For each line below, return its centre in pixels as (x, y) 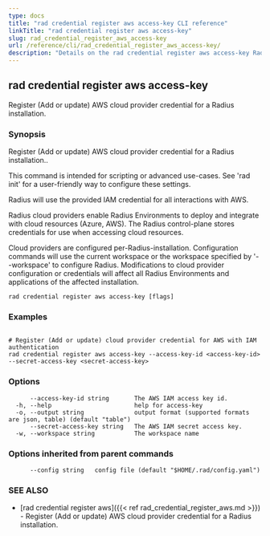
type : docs (27, 16)
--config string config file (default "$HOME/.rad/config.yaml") (145, 470)
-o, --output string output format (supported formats (133, 412)
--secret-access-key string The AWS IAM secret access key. (136, 426)
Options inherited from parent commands (91, 453)
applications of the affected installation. (74, 282)
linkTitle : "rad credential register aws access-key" (100, 30)
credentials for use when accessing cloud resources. (96, 233)
